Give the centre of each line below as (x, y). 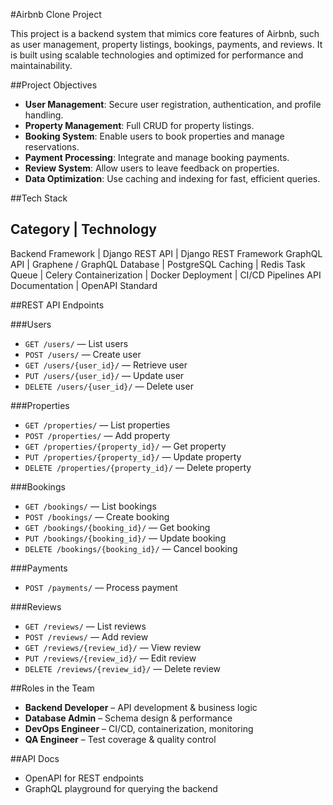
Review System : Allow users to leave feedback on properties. (152, 168)
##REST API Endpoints (57, 305)
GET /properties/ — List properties (97, 425)
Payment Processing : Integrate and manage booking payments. (157, 157)
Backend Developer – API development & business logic (141, 707)
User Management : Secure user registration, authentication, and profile (173, 104)
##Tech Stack (39, 198)
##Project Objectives (54, 85)
